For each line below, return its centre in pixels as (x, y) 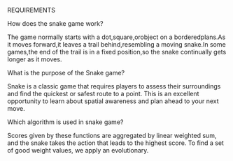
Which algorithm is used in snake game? (65, 122)
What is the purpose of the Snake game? (66, 73)
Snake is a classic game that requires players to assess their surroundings (114, 86)
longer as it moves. (35, 59)
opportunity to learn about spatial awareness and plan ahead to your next (113, 101)
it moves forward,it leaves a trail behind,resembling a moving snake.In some (116, 44)
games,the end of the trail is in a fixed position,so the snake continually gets (117, 52)
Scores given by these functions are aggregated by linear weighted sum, (112, 136)
